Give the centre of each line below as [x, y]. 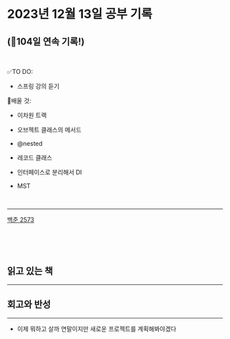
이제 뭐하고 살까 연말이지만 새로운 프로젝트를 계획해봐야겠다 [97, 329]
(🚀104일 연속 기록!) [46, 41]
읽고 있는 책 [30, 271]
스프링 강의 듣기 [38, 86]
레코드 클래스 [35, 158]
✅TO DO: [20, 72]
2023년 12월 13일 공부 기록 [80, 14]
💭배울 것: [19, 101]
